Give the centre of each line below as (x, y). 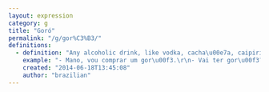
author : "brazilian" (57, 75)
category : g (28, 23)
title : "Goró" (32, 30)
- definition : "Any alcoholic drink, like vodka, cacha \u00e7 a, (125, 53)
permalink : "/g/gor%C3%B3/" (55, 38)
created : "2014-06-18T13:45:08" (76, 68)
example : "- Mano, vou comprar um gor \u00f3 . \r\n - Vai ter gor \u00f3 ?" (145, 61)
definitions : (30, 46)
